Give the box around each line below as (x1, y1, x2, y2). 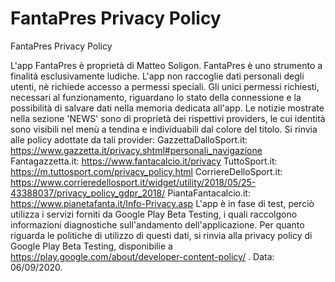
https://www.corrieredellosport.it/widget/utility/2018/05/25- (10, 176, 257, 188)
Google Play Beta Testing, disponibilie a (10, 240, 173, 252)
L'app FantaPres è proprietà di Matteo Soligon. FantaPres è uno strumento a (10, 59, 323, 71)
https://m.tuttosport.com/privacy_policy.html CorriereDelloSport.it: (10, 165, 283, 177)
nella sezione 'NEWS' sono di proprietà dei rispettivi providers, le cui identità (10, 112, 326, 124)
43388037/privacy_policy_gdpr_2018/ (10, 187, 166, 199)
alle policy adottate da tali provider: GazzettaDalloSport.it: (10, 133, 248, 146)
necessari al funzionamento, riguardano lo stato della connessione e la (10, 91, 302, 103)
